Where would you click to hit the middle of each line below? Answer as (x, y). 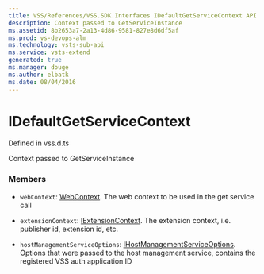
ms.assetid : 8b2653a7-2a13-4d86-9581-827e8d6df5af (94, 30)
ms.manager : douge (38, 68)
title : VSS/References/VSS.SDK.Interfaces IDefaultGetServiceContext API (133, 15)
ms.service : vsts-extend (49, 52)
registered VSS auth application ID (76, 261)
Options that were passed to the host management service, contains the (138, 253)
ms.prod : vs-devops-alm (48, 38)
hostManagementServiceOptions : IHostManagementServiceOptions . (128, 244)
